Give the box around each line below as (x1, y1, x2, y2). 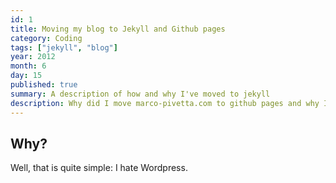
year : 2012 (10, 52, 56, 62)
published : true (10, 80, 78, 90)
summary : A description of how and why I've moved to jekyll (10, 89, 271, 99)
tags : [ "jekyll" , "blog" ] (10, 42, 118, 53)
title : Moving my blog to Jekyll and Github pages (10, 24, 226, 34)
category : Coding (10, 33, 83, 43)
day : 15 (10, 71, 43, 81)
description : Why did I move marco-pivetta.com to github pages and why (10, 98, 320, 108)
